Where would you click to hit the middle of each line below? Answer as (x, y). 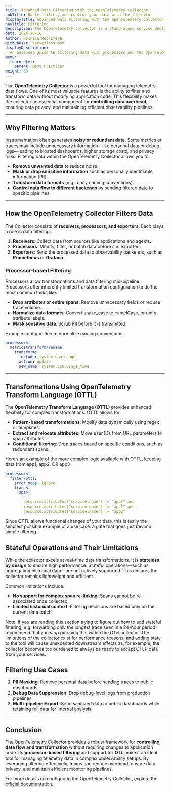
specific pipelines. (32, 193)
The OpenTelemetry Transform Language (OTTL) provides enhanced (78, 407)
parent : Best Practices (39, 66)
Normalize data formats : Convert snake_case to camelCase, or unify (84, 313)
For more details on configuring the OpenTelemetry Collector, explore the (81, 779)
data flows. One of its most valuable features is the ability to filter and (78, 91)
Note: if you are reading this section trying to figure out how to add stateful (83, 622)
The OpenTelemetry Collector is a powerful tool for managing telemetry (80, 86)
